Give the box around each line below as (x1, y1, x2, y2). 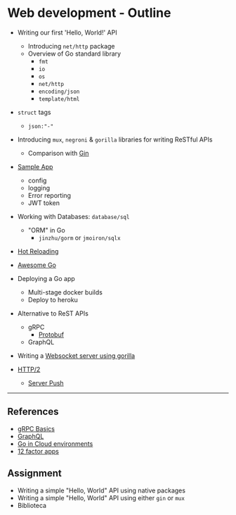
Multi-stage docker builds (27, 287, 103, 297)
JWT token (27, 199, 60, 207)
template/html (38, 95, 80, 103)
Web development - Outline (7, 5, 171, 21)
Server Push (27, 378, 65, 387)
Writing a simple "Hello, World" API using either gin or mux (17, 493, 185, 502)
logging (27, 183, 51, 192)
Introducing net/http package (27, 42, 115, 50)
